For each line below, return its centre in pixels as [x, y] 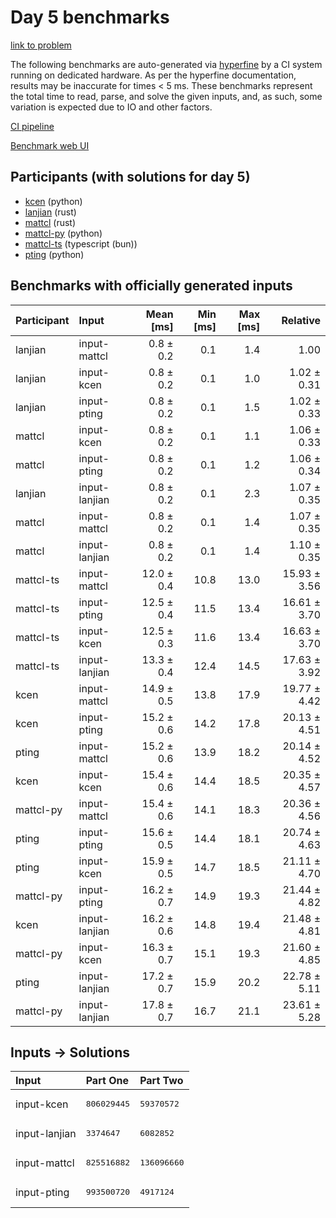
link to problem [41, 45]
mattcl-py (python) [63, 233]
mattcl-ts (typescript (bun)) [81, 243]
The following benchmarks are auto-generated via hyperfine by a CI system [166, 64]
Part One [107, 1081]
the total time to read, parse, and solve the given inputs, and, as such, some [166, 96]
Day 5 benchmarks [90, 17]
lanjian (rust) [50, 212]
